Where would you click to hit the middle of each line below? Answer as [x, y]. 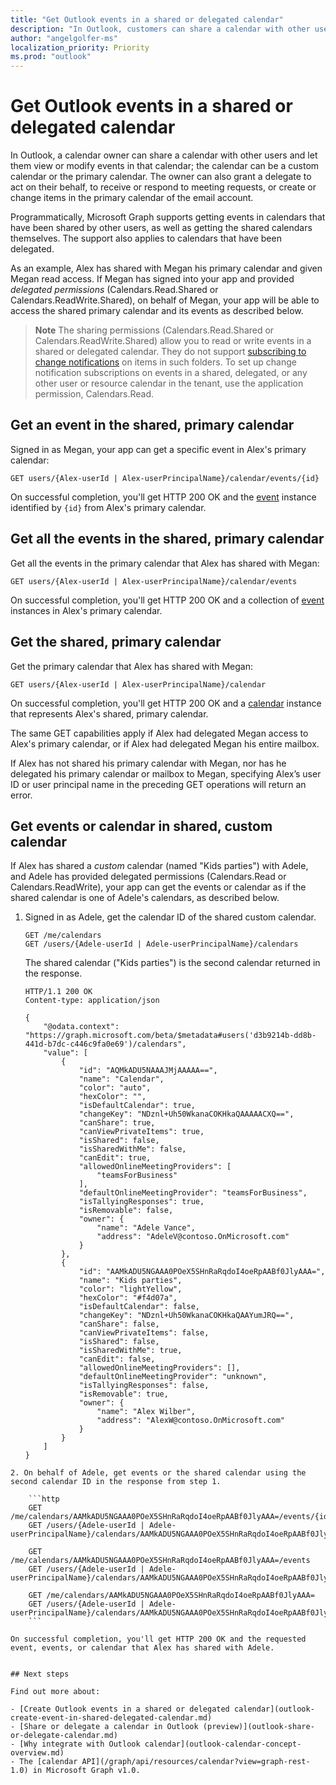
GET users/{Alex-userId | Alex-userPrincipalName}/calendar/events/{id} [165, 478]
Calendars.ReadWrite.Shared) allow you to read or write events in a [173, 341]
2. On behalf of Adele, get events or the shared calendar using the [158, 1473]
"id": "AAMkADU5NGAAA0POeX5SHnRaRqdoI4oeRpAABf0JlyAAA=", [202, 1272]
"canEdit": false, [117, 1359]
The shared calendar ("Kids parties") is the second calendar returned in [172, 963]
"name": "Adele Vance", [146, 1228]
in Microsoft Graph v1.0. [86, 1771]
